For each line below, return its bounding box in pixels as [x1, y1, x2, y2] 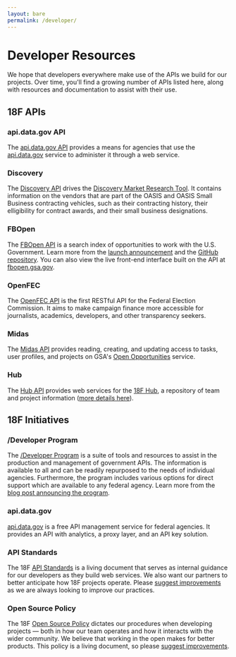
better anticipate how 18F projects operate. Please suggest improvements [7, 578, 221, 587]
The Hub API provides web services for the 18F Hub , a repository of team [7, 386, 221, 395]
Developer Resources [7, 47, 136, 63]
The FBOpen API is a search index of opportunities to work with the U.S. [7, 240, 216, 249]
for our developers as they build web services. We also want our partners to [7, 570, 228, 579]
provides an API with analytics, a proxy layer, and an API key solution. [7, 529, 209, 538]
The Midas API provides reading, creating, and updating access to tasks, [7, 345, 218, 353]
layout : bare [7, 10, 46, 18]
